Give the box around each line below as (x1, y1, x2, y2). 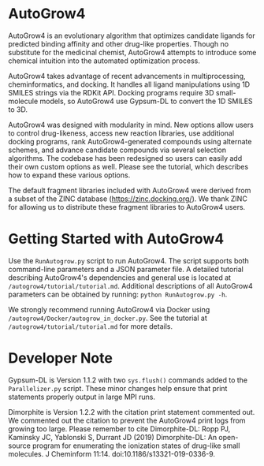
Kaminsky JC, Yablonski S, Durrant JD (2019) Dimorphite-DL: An (8, 432, 218, 442)
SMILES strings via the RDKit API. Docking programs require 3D (8, 88, 214, 97)
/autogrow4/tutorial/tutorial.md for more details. (8, 321, 173, 331)
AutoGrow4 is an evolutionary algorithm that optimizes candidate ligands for (8, 31, 255, 40)
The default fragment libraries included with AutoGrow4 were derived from (8, 185, 251, 195)
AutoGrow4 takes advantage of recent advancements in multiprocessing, (8, 71, 246, 80)
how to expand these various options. (8, 170, 131, 180)
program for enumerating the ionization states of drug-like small (32, 441, 240, 450)
